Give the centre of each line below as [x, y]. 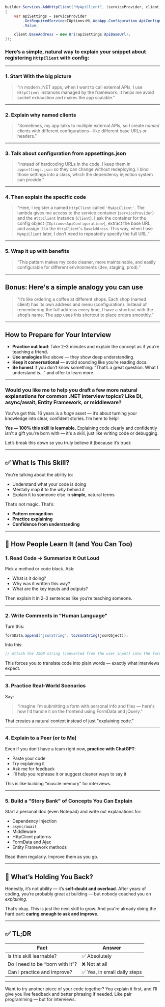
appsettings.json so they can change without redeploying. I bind [83, 169]
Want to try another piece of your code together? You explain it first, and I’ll [81, 989]
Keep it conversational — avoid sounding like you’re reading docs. [80, 362]
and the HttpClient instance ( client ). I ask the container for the [82, 218]
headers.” [27, 136]
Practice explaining [32, 519]
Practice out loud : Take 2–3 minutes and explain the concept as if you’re [86, 347]
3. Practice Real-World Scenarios [45, 686]
